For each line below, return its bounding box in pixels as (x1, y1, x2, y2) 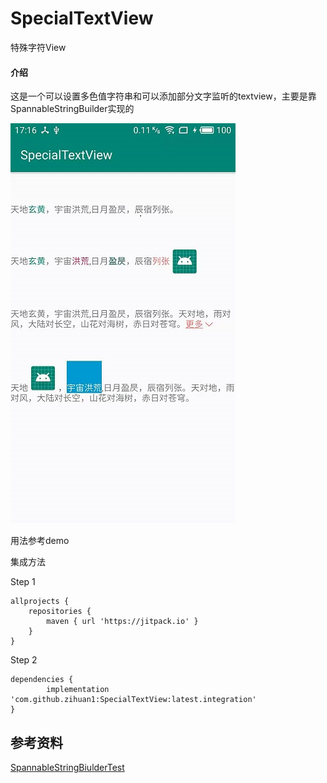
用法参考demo (10, 535, 70, 547)
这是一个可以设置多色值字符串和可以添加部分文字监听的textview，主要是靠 (10, 90, 317, 102)
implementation (46, 685, 110, 695)
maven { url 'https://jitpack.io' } (46, 617, 199, 627)
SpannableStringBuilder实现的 (10, 103, 135, 115)
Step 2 (10, 654, 38, 666)
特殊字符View (10, 41, 67, 53)
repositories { (28, 607, 92, 617)
